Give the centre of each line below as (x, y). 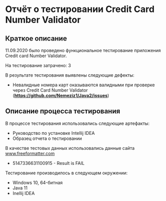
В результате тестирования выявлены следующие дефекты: (70, 75)
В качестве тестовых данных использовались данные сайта (70, 148)
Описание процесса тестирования (63, 111)
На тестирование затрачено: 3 (38, 65)
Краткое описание (36, 38)
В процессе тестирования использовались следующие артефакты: (77, 123)
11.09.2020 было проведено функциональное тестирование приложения (83, 50)
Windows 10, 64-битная (37, 182)
